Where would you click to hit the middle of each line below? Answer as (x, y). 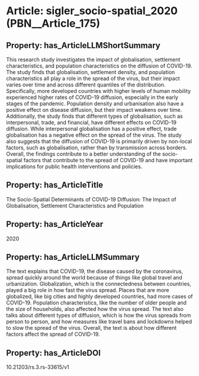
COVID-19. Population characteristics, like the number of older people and (96, 303)
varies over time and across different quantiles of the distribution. (86, 85)
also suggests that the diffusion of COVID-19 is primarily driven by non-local (99, 141)
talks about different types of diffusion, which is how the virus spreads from (99, 316)
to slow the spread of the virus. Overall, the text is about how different (92, 328)
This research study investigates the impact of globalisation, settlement (93, 60)
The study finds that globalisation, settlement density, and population (91, 72)
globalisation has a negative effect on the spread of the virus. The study (94, 135)
